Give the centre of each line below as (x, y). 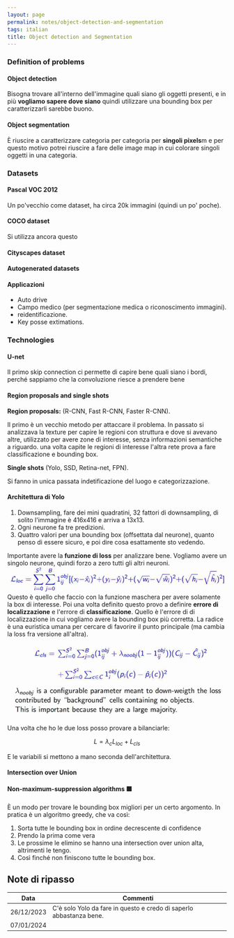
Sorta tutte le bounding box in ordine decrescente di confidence (109, 828)
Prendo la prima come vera (56, 835)
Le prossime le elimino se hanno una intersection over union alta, (110, 843)
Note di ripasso (41, 879)
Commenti (138, 898)
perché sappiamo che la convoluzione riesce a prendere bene (96, 380)
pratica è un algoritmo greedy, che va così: (69, 814)
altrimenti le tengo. (44, 850)
